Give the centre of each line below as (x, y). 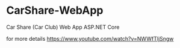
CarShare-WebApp (55, 10)
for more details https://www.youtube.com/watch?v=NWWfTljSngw (90, 38)
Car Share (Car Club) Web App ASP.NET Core (63, 27)
